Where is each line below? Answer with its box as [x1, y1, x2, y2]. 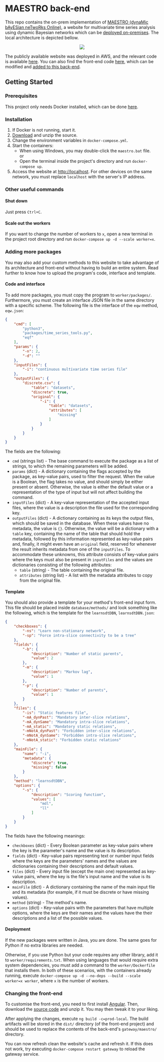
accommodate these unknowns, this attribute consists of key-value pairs [12, 552, 159, 557]
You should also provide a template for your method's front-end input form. [5, 599, 157, 605]
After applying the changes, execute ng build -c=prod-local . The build [5, 1016, 149, 1022]
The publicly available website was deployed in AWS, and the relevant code [5, 53, 157, 59]
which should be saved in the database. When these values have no [12, 520, 149, 526]
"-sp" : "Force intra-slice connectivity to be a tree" [22, 633, 137, 638]
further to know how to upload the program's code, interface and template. [5, 270, 156, 276]
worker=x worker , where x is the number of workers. [5, 977, 109, 983]
